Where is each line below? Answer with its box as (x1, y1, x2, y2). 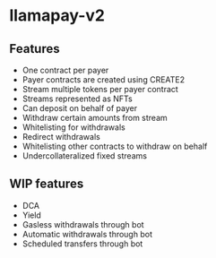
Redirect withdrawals (22, 132, 100, 142)
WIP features (9, 176, 84, 192)
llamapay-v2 (9, 5, 106, 26)
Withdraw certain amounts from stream (22, 113, 168, 123)
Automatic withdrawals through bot (22, 228, 152, 239)
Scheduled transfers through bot (22, 238, 143, 249)
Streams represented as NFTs (22, 93, 133, 104)
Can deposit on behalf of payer (22, 103, 137, 113)
